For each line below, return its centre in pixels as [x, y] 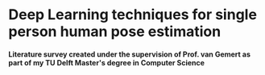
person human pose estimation [115, 32]
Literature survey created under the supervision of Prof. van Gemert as [130, 54]
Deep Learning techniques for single [133, 15]
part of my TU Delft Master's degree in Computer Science [107, 62]
